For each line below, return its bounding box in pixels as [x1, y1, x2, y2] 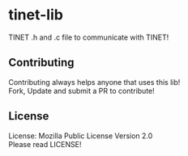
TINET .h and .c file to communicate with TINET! [8, 32, 169, 42]
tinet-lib [8, 6, 63, 24]
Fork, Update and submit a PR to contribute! [8, 86, 156, 95]
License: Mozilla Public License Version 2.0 [8, 131, 153, 141]
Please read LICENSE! [8, 139, 82, 149]
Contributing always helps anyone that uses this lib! [8, 77, 181, 86]
